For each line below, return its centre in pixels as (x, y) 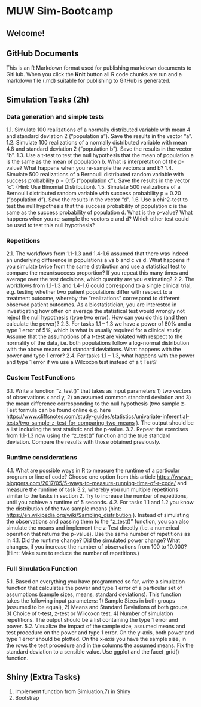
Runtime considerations (42, 457)
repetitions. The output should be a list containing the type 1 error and (92, 620)
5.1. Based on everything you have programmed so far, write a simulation (96, 582)
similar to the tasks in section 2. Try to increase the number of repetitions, (97, 495)
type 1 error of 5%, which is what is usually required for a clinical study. (94, 330)
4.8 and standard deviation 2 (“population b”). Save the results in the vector (99, 149)
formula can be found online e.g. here (65, 410)
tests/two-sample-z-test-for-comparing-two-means (71, 422)
